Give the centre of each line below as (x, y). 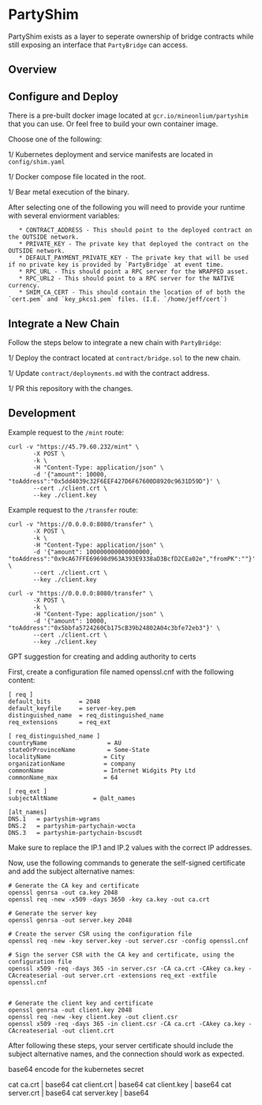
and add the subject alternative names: (72, 871)
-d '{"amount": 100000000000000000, (93, 552)
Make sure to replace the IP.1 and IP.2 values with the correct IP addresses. (130, 848)
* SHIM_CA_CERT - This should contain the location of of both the (132, 293)
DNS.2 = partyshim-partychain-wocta (72, 826)
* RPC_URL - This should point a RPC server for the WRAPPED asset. (133, 272)
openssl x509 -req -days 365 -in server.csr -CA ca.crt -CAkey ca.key (127, 968)
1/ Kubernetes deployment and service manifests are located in (110, 155)
